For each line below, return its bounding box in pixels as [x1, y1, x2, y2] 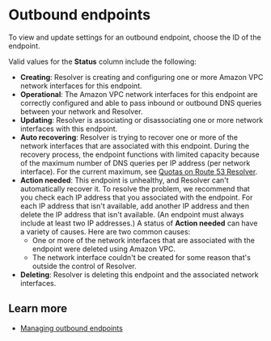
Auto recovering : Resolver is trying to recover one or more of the [19, 132, 239, 142]
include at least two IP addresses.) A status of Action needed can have [19, 218, 258, 228]
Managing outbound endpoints [19, 323, 123, 333]
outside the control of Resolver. [32, 261, 138, 271]
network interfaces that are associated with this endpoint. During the [19, 141, 249, 150]
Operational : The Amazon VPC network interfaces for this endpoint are [19, 89, 258, 99]
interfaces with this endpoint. [19, 124, 118, 133]
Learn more [8, 301, 68, 316]
